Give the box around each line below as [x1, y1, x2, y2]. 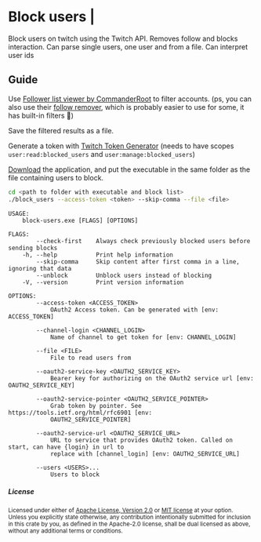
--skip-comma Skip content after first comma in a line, [36, 257, 241, 266]
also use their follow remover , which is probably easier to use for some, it [8, 102, 245, 111]
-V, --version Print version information [22, 278, 184, 286]
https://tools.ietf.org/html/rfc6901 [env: [8, 409, 153, 417]
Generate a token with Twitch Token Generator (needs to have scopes [8, 141, 234, 151]
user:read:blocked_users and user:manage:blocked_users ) [8, 149, 196, 158]
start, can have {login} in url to [8, 443, 125, 451]
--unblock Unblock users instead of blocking [36, 271, 212, 279]
